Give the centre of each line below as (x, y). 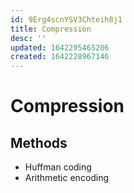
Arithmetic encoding (67, 178)
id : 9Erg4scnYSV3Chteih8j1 (66, 19)
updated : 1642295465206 (60, 47)
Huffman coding (58, 167)
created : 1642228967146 (60, 57)
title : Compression (51, 29)
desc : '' (28, 38)
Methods (39, 142)
